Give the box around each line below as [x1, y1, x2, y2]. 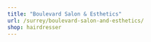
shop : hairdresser [7, 23, 62, 31]
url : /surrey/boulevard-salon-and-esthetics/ [7, 17, 144, 24]
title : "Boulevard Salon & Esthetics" [7, 10, 122, 18]
